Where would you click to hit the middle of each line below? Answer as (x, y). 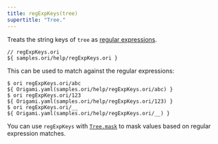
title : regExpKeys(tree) (43, 13)
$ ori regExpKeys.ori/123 (44, 95)
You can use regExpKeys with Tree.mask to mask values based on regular (109, 126)
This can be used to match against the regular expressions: (91, 71)
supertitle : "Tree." (37, 20)
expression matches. (37, 133)
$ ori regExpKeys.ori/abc (44, 83)
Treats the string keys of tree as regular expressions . (82, 39)
